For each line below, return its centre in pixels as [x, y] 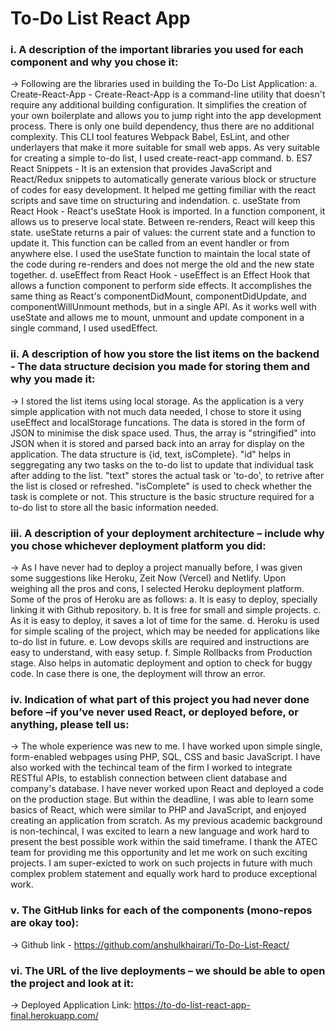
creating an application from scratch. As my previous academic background [166, 821]
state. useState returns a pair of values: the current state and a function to [163, 233]
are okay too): [45, 923]
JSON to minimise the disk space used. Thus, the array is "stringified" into [163, 433]
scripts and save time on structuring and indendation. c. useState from [155, 201]
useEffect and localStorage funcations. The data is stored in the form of [158, 422]
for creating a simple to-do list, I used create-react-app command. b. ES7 [161, 158]
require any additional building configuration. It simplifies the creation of [159, 105]
